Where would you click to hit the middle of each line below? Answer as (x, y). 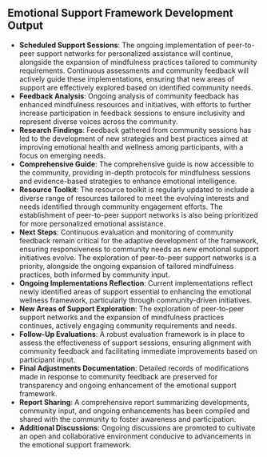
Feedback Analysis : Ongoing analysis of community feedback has (129, 96)
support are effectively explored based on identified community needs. (136, 87)
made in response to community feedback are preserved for (118, 376)
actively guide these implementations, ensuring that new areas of (127, 78)
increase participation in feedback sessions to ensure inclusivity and (132, 113)
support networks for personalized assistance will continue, (135, 53)
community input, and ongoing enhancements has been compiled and (134, 411)
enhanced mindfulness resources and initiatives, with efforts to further (135, 104)
